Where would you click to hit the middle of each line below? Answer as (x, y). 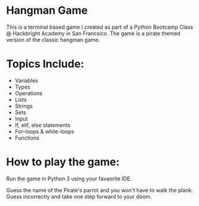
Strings (24, 106)
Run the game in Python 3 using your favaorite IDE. (69, 178)
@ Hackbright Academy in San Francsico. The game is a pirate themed (93, 33)
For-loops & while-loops (45, 131)
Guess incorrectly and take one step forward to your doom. (79, 196)
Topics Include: (45, 64)
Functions (27, 138)
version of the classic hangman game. (53, 40)
